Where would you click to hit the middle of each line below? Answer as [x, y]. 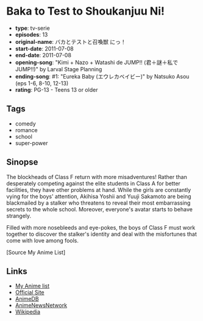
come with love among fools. [43, 240]
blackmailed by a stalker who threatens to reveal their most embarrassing [98, 203]
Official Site [30, 292]
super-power [31, 143]
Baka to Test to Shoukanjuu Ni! [85, 11]
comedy [26, 124]
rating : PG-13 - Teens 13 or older [56, 90]
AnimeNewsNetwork [41, 305]
